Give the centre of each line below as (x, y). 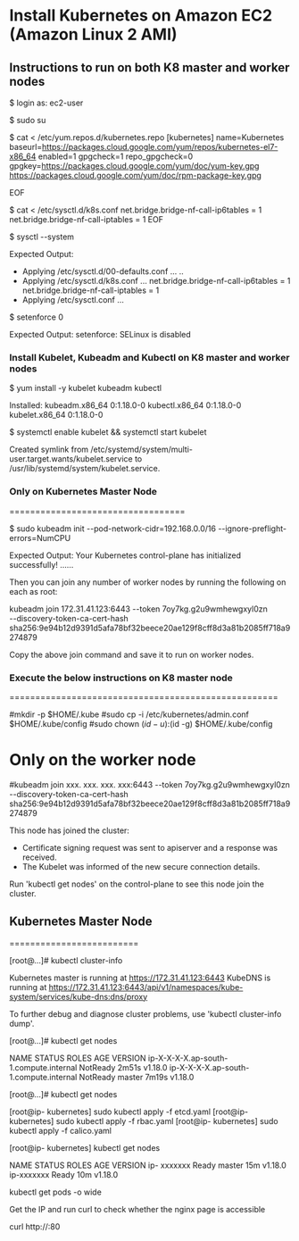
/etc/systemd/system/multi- (142, 450)
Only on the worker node (103, 760)
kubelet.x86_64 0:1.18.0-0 (56, 415)
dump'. (22, 1023)
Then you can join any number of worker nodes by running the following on (148, 582)
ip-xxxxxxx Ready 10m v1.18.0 (64, 1174)
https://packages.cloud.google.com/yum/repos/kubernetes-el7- (160, 147)
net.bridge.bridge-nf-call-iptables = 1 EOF (86, 219)
